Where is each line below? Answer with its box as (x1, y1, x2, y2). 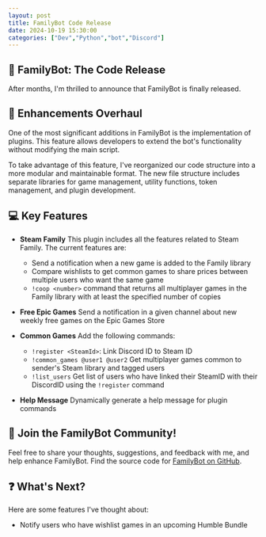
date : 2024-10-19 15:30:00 (8, 26, 97, 34)
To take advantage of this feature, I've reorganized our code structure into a (8, 160, 256, 169)
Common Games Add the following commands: (19, 330, 176, 341)
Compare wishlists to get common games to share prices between (31, 266, 249, 276)
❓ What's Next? (8, 480, 85, 493)
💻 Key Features (8, 209, 89, 223)
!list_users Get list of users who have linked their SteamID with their (31, 371, 258, 381)
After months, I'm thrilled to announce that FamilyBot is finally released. (8, 84, 241, 93)
